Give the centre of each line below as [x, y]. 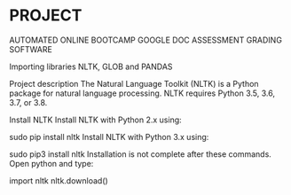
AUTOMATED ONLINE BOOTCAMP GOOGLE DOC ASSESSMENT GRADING [145, 40]
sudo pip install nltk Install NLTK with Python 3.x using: [109, 136]
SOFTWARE [31, 49]
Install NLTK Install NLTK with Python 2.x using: [95, 120]
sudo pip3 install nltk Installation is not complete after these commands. [141, 154]
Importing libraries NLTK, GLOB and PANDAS [91, 66]
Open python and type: [51, 163]
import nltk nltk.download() [59, 180]
